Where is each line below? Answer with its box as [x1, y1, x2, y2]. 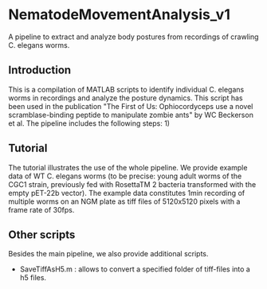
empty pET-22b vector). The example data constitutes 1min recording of [8, 188, 245, 197]
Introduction [8, 64, 72, 77]
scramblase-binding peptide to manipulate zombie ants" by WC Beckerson [8, 110, 253, 119]
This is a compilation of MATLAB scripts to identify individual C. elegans [8, 84, 245, 94]
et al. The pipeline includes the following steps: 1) [8, 118, 170, 128]
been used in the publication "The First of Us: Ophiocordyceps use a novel [8, 101, 253, 111]
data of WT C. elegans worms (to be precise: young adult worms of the [8, 171, 242, 181]
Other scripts [8, 228, 76, 241]
